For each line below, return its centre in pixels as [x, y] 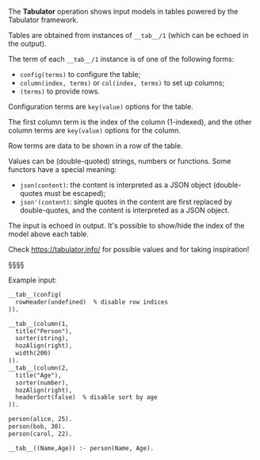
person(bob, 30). [37, 427]
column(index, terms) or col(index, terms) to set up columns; [122, 83]
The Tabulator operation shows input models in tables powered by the [123, 11]
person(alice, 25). [40, 420]
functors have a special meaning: [63, 169]
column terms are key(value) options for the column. [94, 130]
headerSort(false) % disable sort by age [86, 397]
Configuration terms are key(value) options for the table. [101, 107]
